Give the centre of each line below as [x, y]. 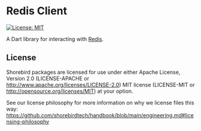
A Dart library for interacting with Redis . [55, 39]
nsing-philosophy [28, 121]
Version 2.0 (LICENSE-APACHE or [48, 78]
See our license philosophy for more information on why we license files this [100, 102]
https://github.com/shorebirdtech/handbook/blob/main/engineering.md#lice [100, 115]
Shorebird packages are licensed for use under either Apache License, [93, 72]
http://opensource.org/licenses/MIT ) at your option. [70, 91]
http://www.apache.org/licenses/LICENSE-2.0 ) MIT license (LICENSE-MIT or [100, 85]
